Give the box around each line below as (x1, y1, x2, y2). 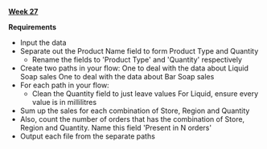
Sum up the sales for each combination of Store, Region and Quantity (19, 106, 250, 115)
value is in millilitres (31, 98, 97, 107)
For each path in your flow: (19, 80, 110, 90)
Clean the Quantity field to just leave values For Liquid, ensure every (31, 89, 259, 99)
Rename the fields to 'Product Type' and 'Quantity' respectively (31, 55, 243, 64)
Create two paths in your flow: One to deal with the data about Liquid (19, 63, 249, 73)
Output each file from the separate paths (19, 131, 155, 141)
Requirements (8, 22, 57, 31)
